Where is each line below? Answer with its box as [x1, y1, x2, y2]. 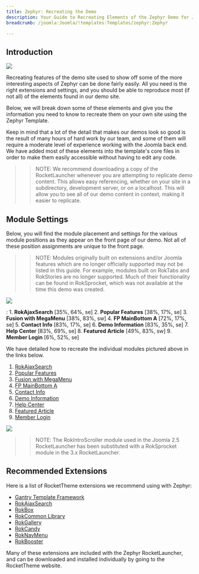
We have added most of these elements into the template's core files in [6, 148, 179, 155]
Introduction [6, 47, 53, 57]
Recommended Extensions [6, 466, 108, 476]
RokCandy [14, 525, 40, 532]
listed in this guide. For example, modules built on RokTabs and [35, 267, 190, 274]
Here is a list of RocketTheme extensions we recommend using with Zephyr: [6, 482, 192, 489]
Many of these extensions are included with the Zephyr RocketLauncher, [6, 549, 184, 556]
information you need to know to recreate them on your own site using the [6, 111, 187, 118]
